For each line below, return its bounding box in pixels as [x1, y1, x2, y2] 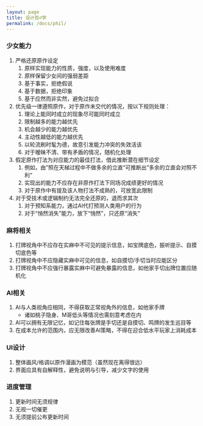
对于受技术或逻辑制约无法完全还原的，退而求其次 [15, 194, 138, 202]
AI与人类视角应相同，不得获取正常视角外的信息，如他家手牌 [15, 304, 165, 311]
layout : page [6, 9, 40, 15]
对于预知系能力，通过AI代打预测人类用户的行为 [24, 202, 142, 209]
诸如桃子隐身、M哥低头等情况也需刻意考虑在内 [24, 311, 142, 318]
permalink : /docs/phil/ [6, 20, 67, 26]
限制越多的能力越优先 [24, 117, 78, 125]
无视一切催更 [15, 405, 48, 413]
